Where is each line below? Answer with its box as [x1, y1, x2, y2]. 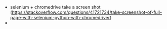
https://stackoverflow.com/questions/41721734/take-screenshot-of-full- [12, 9, 162, 15]
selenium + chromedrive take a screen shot [10, 4, 101, 10]
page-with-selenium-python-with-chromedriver [10, 15, 110, 20]
